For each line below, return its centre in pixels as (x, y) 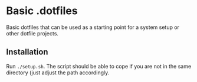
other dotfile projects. (32, 33)
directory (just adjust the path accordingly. (58, 73)
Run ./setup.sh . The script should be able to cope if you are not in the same (99, 66)
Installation (27, 52)
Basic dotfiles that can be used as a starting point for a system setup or (93, 27)
